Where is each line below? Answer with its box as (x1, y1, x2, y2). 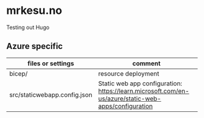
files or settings (27, 59, 75, 67)
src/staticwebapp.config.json (9, 90, 93, 99)
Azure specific (6, 41, 63, 51)
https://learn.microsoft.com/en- (98, 87, 189, 95)
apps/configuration (98, 102, 153, 110)
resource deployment (98, 69, 160, 77)
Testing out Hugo (6, 24, 50, 31)
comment (132, 59, 161, 67)
